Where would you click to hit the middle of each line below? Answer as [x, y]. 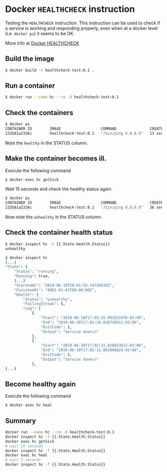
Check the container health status [59, 233]
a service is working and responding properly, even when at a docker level [82, 28]
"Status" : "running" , [36, 272]
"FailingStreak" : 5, [44, 304]
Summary [21, 421]
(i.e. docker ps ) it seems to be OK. [40, 33]
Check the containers [39, 113]
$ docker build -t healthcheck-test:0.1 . [50, 70]
